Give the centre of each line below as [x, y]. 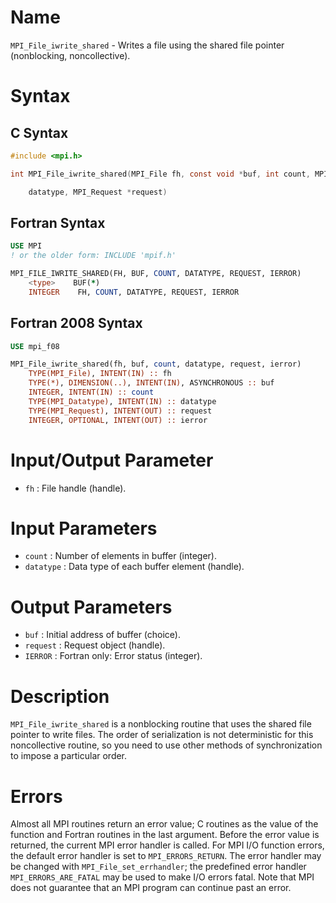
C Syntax [39, 132]
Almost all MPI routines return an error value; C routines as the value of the [164, 824]
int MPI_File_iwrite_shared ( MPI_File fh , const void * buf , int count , [160, 174]
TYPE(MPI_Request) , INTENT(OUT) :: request [120, 411]
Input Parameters [84, 528]
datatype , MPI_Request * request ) [98, 192]
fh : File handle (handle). [75, 488]
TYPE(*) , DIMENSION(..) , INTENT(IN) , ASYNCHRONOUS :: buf [151, 383]
